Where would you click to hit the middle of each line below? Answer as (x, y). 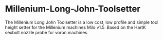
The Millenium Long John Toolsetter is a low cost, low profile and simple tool (82, 22)
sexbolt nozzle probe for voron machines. (47, 32)
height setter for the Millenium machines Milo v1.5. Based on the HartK (75, 27)
